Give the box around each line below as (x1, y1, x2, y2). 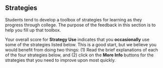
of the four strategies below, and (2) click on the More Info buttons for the (5, 52, 154, 58)
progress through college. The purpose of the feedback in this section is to (5, 22, 156, 28)
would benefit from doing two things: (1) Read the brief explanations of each (5, 47, 159, 52)
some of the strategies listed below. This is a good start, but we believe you (5, 41, 157, 48)
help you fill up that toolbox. (5, 27, 61, 33)
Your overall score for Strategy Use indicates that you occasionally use (5, 36, 150, 42)
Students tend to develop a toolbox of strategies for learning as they (5, 17, 143, 22)
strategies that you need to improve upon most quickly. (5, 57, 116, 63)
